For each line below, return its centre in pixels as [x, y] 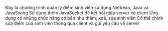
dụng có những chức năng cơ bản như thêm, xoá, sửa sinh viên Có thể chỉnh [84, 18]
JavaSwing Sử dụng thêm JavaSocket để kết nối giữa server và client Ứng [81, 13]
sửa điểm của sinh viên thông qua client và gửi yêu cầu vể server [72, 23]
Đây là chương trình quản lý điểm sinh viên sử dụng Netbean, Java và [77, 8]
